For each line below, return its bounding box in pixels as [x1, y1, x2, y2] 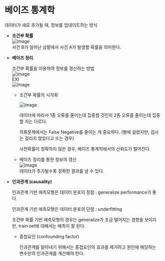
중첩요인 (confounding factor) [19, 233, 80, 240]
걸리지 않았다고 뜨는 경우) [24, 135, 75, 141]
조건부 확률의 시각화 [19, 92, 58, 98]
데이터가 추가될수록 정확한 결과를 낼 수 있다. [19, 168, 104, 174]
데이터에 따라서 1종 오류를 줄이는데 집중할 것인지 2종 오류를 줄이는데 [19, 112, 151, 118]
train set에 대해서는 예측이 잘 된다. [18, 223, 85, 229]
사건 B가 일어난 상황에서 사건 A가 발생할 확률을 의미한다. [11, 44, 121, 50]
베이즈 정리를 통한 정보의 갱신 [19, 156, 77, 162]
